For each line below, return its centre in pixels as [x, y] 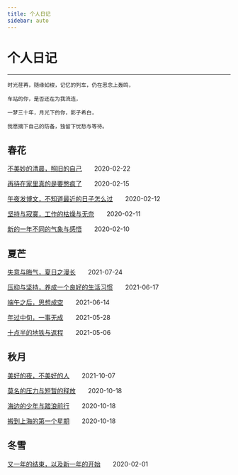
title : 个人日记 [29, 14]
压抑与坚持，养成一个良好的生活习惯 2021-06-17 [83, 287]
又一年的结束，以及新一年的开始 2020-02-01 [78, 464]
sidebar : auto [28, 21]
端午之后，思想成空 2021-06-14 [58, 302]
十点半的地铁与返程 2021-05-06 [59, 333]
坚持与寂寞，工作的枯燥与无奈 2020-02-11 [74, 214]
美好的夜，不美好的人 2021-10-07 [61, 375]
